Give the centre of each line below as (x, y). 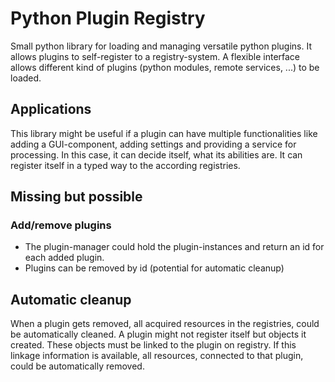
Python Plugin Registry (108, 18)
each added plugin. (64, 258)
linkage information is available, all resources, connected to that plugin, (157, 356)
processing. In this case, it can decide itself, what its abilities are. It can (156, 154)
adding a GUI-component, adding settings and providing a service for (153, 144)
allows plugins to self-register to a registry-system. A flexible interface (155, 56)
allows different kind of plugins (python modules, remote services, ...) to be (165, 67)
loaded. (26, 78)
